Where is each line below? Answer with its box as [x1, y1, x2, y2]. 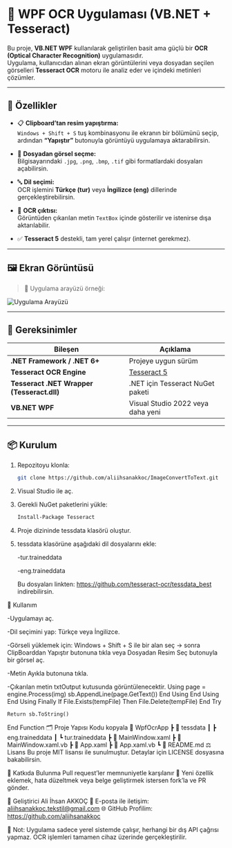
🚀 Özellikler [7, 100, 57, 112]
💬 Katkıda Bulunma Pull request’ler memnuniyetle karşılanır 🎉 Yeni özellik [7, 768, 214, 777]
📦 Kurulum [7, 439, 57, 451]
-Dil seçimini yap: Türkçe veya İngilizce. [7, 627, 120, 636]
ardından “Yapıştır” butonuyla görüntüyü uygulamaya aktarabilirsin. [17, 136, 211, 144]
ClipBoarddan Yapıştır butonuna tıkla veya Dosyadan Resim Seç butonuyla [7, 648, 218, 657]
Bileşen [54, 344, 79, 354]
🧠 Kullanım [7, 601, 37, 609]
